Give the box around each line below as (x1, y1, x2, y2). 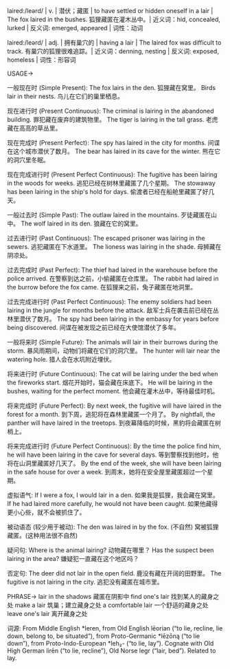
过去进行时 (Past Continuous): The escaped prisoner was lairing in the (7, 234, 205, 242)
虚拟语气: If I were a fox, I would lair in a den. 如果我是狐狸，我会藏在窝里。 (7, 491, 220, 499)
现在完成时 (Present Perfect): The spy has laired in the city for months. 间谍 (7, 139, 220, 146)
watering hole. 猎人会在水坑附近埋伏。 (7, 355, 115, 363)
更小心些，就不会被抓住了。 (7, 508, 86, 516)
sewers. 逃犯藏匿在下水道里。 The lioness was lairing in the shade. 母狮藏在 (7, 243, 222, 250)
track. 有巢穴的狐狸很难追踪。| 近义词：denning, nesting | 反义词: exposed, (7, 47, 220, 55)
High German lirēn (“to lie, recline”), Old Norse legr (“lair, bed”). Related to (7, 646, 216, 655)
